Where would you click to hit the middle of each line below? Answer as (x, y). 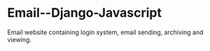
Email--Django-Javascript (85, 13)
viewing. (19, 39)
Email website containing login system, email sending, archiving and (105, 32)
